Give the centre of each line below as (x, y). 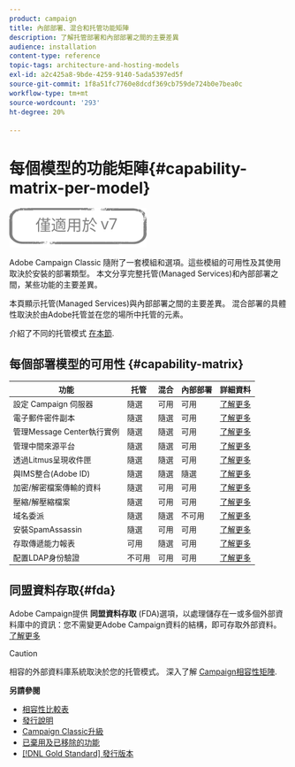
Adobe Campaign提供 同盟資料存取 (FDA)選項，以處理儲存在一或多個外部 (143, 613)
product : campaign (43, 19)
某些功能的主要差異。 (63, 285)
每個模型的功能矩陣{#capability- (128, 169)
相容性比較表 (45, 709)
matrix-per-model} (80, 188)
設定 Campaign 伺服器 (53, 403)
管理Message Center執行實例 (66, 432)
